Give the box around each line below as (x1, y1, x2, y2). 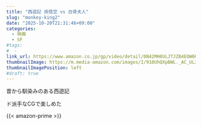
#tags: (6, 43, 23, 49)
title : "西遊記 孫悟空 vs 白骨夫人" (6, 8, 89, 15)
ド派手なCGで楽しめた (6, 100, 62, 108)
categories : (6, 25, 36, 32)
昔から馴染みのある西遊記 (6, 88, 70, 95)
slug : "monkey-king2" (6, 14, 61, 20)
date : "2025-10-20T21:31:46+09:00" (6, 20, 96, 26)
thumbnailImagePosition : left (6, 64, 82, 71)
